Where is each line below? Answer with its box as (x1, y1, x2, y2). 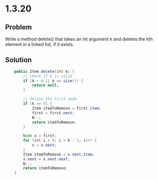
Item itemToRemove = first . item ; (31, 106, 101, 111)
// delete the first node (23, 97, 77, 102)
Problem (5, 23, 32, 31)
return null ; (31, 83, 59, 88)
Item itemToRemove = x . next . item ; (23, 152, 95, 157)
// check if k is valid (23, 73, 72, 79)
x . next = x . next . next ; (23, 157, 70, 162)
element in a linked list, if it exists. (5, 41, 74, 47)
